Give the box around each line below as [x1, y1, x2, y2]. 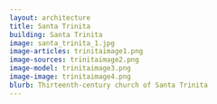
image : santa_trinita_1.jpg [9, 38, 116, 48]
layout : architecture [9, 13, 91, 23]
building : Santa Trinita [9, 30, 103, 39]
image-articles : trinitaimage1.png [9, 47, 144, 56]
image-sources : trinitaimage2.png [9, 55, 140, 64]
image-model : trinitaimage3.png [9, 64, 131, 73]
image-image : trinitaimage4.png [9, 72, 131, 81]
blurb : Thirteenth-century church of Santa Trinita [9, 80, 208, 90]
